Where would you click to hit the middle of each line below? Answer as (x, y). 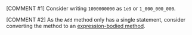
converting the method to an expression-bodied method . (76, 26)
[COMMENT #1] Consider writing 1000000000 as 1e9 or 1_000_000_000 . (91, 8)
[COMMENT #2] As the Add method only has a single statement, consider (96, 20)
